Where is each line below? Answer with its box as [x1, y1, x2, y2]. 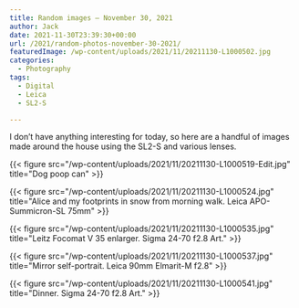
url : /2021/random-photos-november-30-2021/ [9, 38, 181, 48]
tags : [9, 73, 30, 82]
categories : [9, 56, 55, 65]
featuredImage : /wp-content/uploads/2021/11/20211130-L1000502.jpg [9, 48, 272, 57]
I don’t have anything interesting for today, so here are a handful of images [9, 132, 290, 143]
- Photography [17, 65, 71, 74]
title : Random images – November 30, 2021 [9, 13, 173, 23]
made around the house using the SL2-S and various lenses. [9, 141, 237, 152]
